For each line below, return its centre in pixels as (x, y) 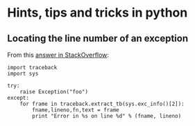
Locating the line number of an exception (98, 38)
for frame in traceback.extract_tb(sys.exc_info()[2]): (102, 104)
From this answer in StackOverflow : (58, 55)
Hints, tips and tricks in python (97, 13)
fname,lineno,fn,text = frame (76, 110)
